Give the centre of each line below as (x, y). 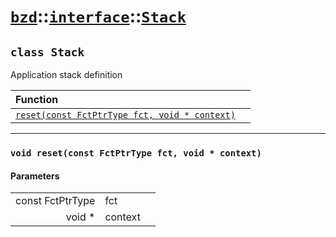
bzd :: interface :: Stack (98, 16)
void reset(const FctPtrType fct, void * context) (136, 153)
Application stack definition (66, 74)
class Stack (47, 52)
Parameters (35, 176)
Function (37, 99)
